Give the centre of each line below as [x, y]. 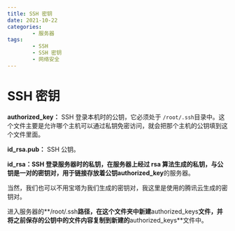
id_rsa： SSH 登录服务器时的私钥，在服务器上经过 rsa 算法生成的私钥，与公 [115, 164]
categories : [24, 27]
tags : [15, 40]
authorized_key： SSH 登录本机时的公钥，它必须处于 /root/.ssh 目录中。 [113, 117]
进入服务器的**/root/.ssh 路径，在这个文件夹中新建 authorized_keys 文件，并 [115, 211]
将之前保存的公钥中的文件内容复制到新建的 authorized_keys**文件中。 [107, 220]
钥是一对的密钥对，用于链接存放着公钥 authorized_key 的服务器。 [101, 173]
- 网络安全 [46, 59]
